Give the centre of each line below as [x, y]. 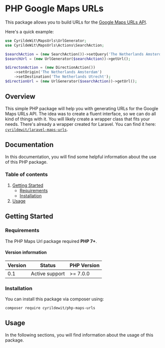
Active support [48, 273]
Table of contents [27, 174]
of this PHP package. [27, 162]
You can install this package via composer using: [55, 299]
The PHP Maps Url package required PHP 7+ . [51, 241]
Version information [26, 252]
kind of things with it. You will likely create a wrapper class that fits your [78, 119]
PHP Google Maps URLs [55, 9]
